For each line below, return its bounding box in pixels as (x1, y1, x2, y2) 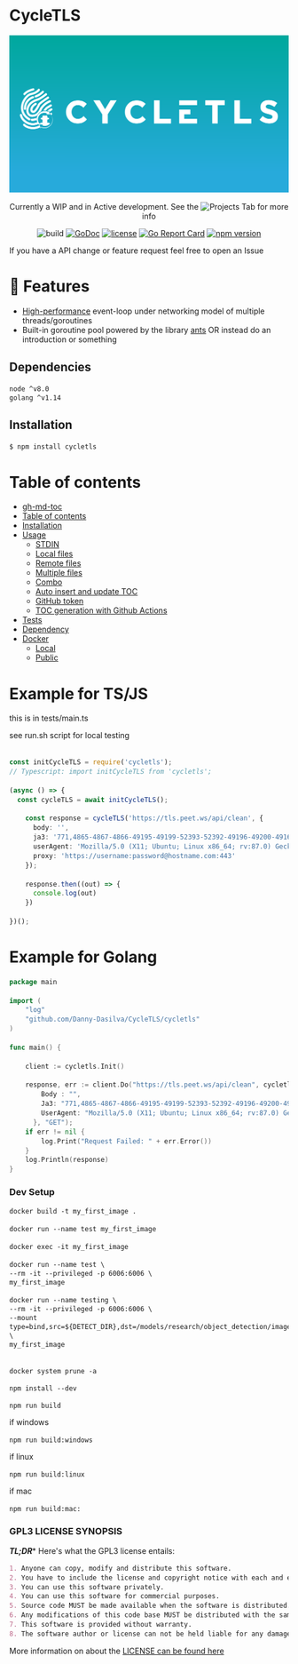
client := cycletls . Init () (25, 1062, 125, 1071)
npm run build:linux (9, 1470, 86, 1479)
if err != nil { (25, 1127, 86, 1136)
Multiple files (35, 568, 82, 578)
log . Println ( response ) (25, 1156, 109, 1165)
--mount (9, 1314, 38, 1323)
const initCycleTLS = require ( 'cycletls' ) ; (9, 758, 173, 767)
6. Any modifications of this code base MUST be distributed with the (9, 1611, 276, 1620)
